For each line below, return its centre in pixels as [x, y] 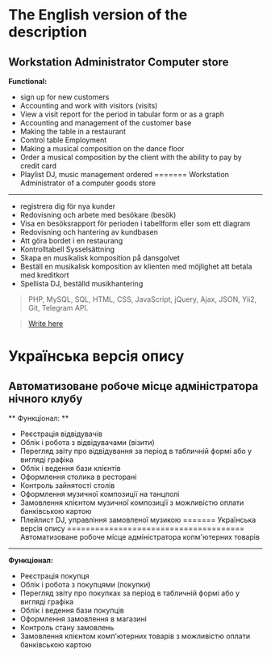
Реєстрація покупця [55, 576]
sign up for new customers [65, 97]
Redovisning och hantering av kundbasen [89, 232]
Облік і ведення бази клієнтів [70, 468]
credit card [38, 166]
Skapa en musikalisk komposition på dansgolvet [100, 258]
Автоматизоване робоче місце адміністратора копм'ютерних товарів [140, 537]
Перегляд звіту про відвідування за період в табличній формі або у [136, 451]
